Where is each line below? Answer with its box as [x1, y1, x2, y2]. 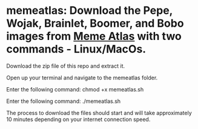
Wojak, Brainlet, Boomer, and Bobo [6, 16, 184, 30]
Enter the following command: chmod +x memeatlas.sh [6, 85, 144, 93]
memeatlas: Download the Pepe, [6, 4, 173, 18]
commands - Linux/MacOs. [6, 42, 147, 56]
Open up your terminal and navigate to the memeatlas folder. [6, 74, 158, 81]
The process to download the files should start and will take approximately [6, 109, 192, 116]
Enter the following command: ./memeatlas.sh [6, 98, 121, 105]
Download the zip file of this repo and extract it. [6, 62, 125, 70]
